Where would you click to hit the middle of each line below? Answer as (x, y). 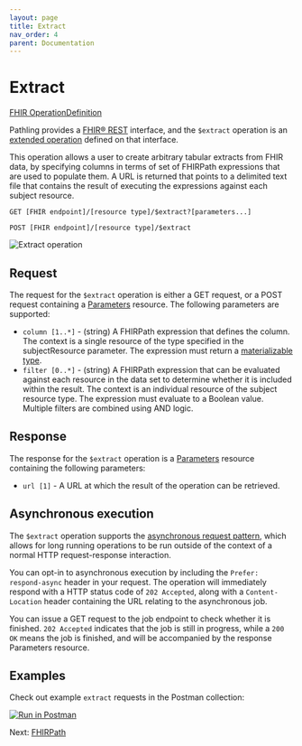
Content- (262, 592)
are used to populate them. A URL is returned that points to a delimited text (148, 176)
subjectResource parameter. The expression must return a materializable (157, 350)
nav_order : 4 (34, 34)
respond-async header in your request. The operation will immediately (138, 582)
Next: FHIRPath (37, 732)
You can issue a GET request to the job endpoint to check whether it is (140, 619)
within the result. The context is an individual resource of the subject (150, 389)
